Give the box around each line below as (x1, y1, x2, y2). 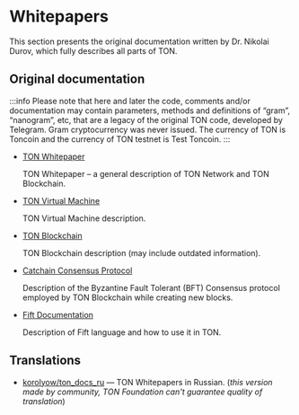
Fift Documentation (22, 309, 94, 320)
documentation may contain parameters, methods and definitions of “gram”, (9, 105, 290, 116)
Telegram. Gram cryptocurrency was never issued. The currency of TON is (9, 124, 286, 135)
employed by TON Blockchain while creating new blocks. (22, 292, 233, 303)
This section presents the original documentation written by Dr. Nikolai (9, 36, 269, 47)
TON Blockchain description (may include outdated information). (22, 247, 261, 258)
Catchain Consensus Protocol (22, 265, 133, 276)
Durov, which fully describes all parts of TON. (9, 45, 178, 56)
